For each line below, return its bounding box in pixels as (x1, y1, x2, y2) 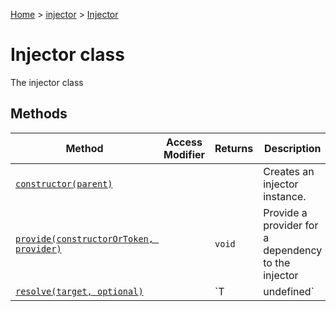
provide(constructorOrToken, (15, 233, 154, 244)
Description (264, 141, 322, 155)
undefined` (263, 284, 315, 298)
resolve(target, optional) (15, 285, 144, 297)
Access (166, 135, 203, 149)
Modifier (163, 147, 206, 161)
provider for (263, 218, 319, 232)
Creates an (263, 164, 315, 178)
